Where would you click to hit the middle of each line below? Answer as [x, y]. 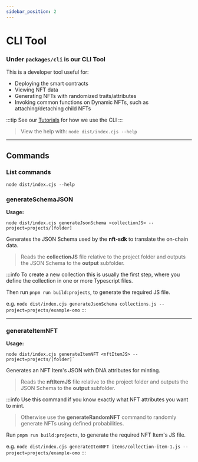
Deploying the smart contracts [51, 84]
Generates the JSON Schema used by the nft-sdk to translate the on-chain [97, 239]
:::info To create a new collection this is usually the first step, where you [93, 274]
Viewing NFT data [37, 90]
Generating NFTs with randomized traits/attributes [75, 96]
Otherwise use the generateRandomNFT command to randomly [98, 417]
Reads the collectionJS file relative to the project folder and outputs [103, 257]
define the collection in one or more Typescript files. [70, 281]
